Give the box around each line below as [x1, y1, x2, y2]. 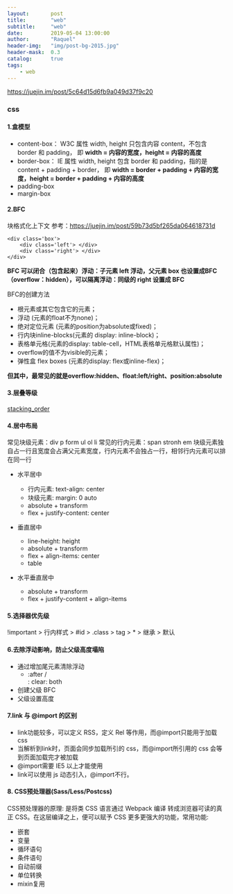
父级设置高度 [17, 694, 54, 702]
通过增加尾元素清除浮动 [17, 662, 85, 670]
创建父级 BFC [17, 685, 56, 694]
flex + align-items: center [27, 552, 100, 560]
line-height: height [27, 537, 80, 546]
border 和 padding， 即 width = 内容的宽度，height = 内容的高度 [17, 148, 202, 156]
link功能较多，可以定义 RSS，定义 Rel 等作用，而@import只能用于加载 [17, 728, 217, 736]
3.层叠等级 [7, 389, 38, 397]
